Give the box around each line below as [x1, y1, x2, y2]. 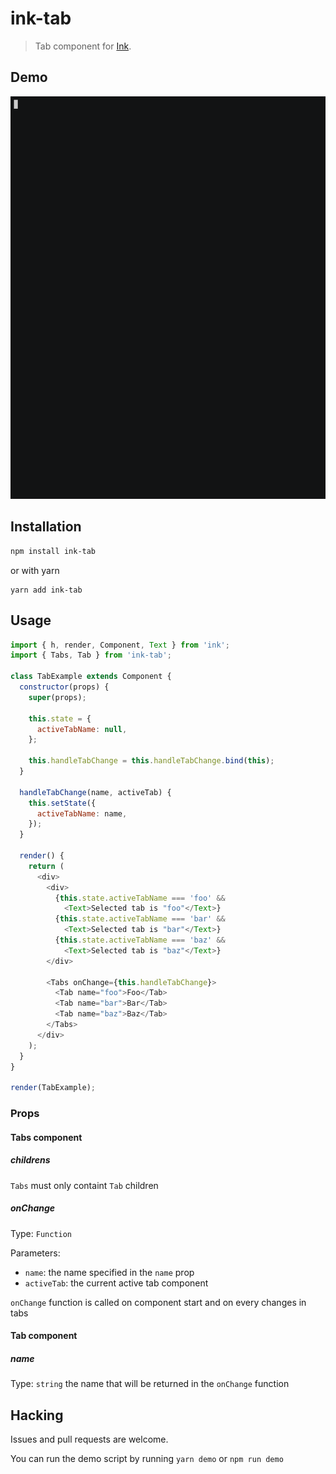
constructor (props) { [19, 682, 110, 692]
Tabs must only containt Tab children [10, 1179, 159, 1191]
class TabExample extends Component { [10, 672, 172, 682]
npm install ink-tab [10, 546, 97, 556]
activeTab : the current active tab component [24, 1277, 209, 1289]
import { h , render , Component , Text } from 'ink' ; [10, 640, 230, 650]
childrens [10, 1154, 51, 1166]
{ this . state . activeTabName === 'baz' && [54, 935, 226, 946]
